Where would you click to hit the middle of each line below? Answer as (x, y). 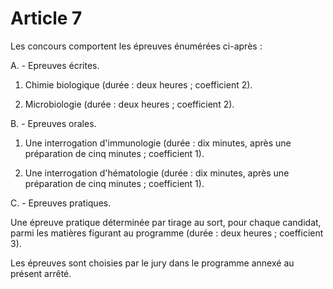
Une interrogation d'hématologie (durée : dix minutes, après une (157, 173)
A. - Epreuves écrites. (55, 65)
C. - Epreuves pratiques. (61, 203)
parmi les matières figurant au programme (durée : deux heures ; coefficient (167, 233)
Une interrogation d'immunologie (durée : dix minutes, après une (158, 143)
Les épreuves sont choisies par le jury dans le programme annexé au (152, 263)
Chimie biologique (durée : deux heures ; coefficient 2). (138, 84)
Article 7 (46, 18)
